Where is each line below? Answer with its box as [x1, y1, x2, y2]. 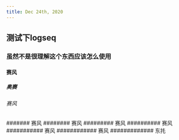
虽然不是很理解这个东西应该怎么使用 [6, 52, 111, 60]
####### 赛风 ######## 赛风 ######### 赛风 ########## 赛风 [6, 119, 173, 127]
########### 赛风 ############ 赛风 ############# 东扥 [6, 127, 166, 135]
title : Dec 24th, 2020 [6, 8, 63, 15]
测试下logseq [6, 33, 57, 43]
